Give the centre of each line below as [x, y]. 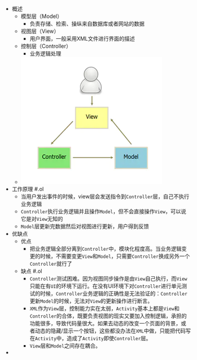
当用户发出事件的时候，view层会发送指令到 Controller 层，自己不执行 [105, 196]
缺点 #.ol [32, 271]
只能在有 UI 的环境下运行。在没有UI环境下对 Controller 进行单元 [106, 286]
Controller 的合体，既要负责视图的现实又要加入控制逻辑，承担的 [108, 316]
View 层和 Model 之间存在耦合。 [65, 346]
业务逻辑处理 [45, 53]
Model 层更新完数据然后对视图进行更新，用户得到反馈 [85, 226]
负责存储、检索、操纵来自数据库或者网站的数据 [87, 24]
